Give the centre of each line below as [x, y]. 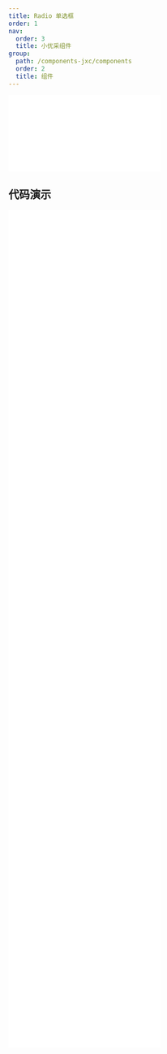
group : [19, 54]
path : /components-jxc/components [74, 62]
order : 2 [30, 69]
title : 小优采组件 [43, 46]
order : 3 [30, 39]
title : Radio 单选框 [41, 16]
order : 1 [23, 24]
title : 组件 [35, 76]
